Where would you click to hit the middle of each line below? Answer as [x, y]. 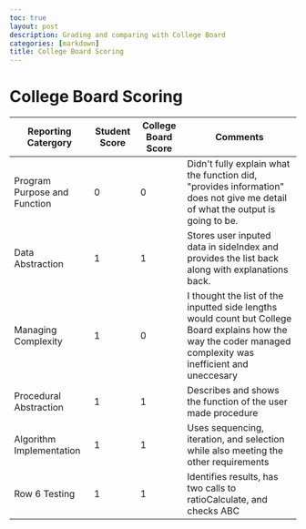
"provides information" [236, 187]
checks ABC [213, 511]
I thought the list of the [235, 296]
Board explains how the [237, 331]
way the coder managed [239, 341]
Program [33, 181]
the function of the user [238, 402]
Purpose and [41, 192]
